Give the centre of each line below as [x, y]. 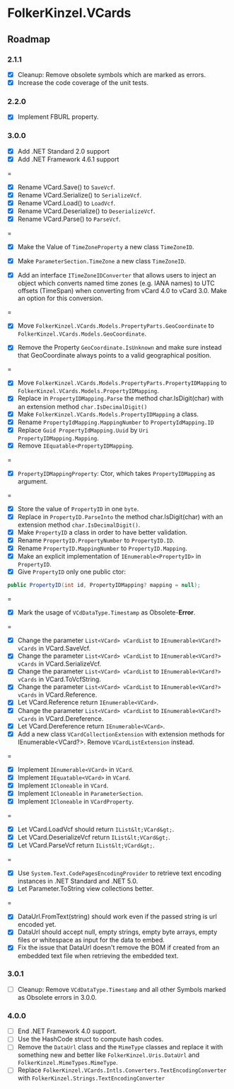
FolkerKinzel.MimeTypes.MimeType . [68, 1063]
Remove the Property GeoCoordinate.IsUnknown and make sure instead [119, 348]
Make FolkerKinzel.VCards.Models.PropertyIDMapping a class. [108, 414]
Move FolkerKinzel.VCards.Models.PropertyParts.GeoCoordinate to [116, 326]
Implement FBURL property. [58, 117]
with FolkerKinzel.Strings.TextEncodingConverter [91, 1078]
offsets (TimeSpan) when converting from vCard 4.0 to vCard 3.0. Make [122, 291]
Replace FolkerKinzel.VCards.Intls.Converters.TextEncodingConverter [122, 1070]
